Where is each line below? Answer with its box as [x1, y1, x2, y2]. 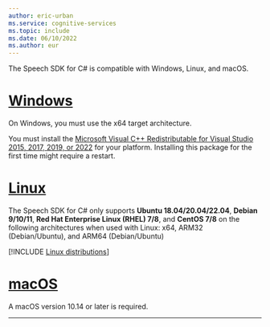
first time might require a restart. [8, 151, 116, 161]
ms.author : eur [8, 42, 59, 50]
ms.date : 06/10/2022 [8, 34, 78, 43]
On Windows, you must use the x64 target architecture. [8, 118, 192, 129]
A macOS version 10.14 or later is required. [8, 301, 149, 311]
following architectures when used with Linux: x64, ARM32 [8, 223, 203, 232]
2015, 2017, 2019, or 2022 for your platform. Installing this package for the [8, 142, 252, 153]
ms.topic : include [8, 27, 70, 35]
